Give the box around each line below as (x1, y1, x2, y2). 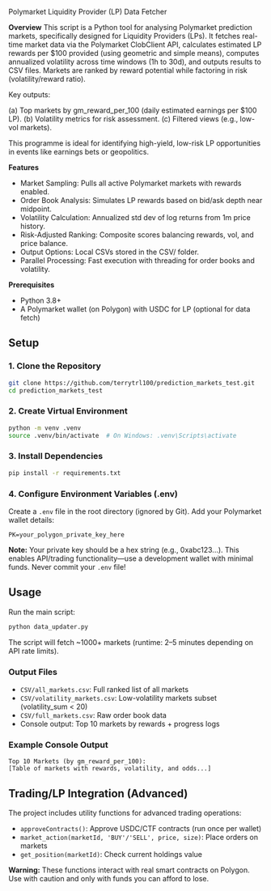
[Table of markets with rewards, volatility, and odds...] (8, 765, 212, 773)
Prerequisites (8, 280, 55, 290)
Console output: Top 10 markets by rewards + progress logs (19, 719, 220, 728)
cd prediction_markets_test (8, 386, 104, 395)
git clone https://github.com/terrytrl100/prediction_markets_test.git (8, 379, 255, 387)
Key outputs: (8, 90, 51, 100)
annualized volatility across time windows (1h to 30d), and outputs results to (8, 57, 261, 66)
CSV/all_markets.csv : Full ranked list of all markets (19, 684, 188, 694)
